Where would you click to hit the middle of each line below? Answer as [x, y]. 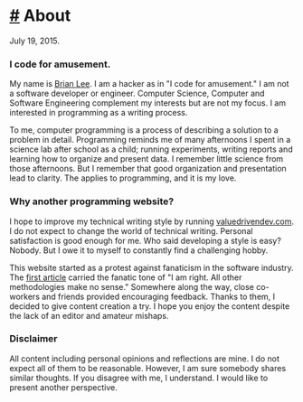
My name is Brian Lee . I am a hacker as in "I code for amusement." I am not [149, 84]
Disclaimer [33, 339]
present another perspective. [63, 387]
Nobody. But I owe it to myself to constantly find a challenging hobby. [139, 250]
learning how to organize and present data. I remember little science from [147, 159]
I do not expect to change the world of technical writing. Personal [131, 230]
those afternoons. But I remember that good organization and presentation [148, 169]
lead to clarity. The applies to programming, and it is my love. [123, 178]
